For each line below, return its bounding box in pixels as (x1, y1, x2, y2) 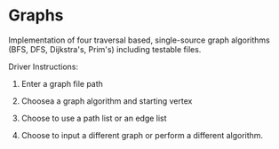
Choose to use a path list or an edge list (20, 113, 167, 123)
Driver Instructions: (8, 61, 79, 72)
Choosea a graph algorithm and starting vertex (20, 95, 193, 106)
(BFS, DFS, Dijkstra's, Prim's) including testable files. (8, 43, 202, 54)
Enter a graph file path (20, 78, 104, 89)
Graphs (8, 5, 64, 26)
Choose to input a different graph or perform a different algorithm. (20, 129, 264, 140)
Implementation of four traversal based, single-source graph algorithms (8, 35, 270, 45)
